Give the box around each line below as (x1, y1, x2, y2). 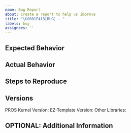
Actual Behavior (5, 60, 56, 69)
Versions (5, 94, 33, 102)
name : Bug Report (5, 7, 41, 12)
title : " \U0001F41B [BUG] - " (5, 16, 65, 21)
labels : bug (5, 21, 30, 26)
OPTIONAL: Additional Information (5, 121, 113, 130)
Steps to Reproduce (5, 77, 67, 86)
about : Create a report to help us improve (5, 12, 96, 17)
